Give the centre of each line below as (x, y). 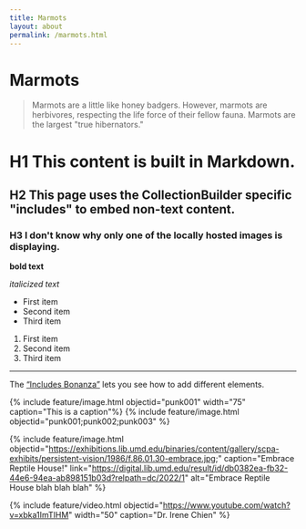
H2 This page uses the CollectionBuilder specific (151, 195)
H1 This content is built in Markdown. (153, 161)
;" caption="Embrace (255, 459)
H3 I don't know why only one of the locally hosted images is (146, 235)
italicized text (35, 285)
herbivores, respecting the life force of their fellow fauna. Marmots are (163, 115)
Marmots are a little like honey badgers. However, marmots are (149, 105)
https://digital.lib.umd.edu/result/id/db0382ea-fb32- (190, 468)
